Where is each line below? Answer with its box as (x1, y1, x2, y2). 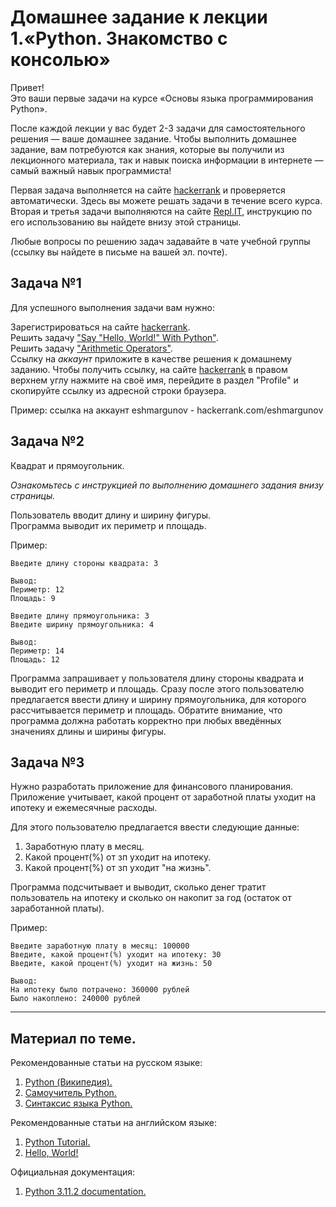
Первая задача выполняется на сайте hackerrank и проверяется (10, 184, 286, 196)
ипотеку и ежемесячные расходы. (10, 802, 158, 814)
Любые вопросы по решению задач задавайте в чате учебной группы (10, 235, 311, 247)
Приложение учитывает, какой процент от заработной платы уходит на (10, 791, 317, 803)
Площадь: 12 (10, 654, 60, 665)
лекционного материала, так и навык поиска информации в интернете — (10, 154, 324, 166)
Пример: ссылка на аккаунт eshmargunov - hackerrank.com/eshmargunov (10, 404, 324, 416)
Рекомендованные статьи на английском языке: (10, 1117, 217, 1129)
